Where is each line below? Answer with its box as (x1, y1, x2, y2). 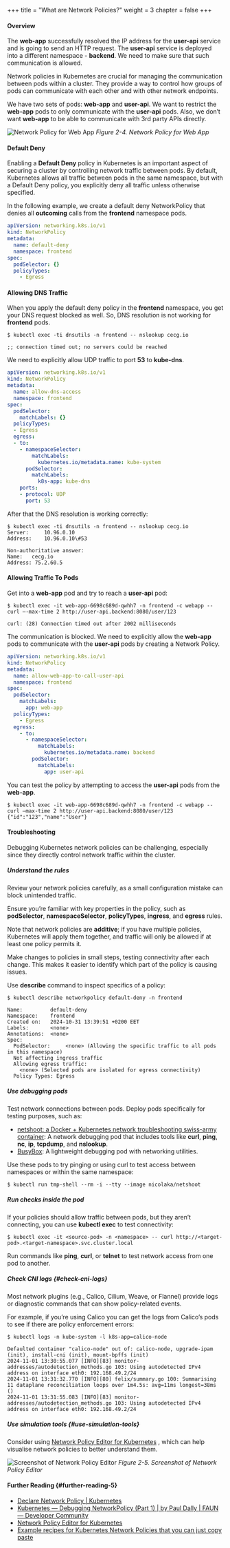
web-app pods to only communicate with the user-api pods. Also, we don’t (7, 107, 221, 116)
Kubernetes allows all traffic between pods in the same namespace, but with (7, 174, 223, 182)
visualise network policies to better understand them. (7, 1445, 158, 1453)
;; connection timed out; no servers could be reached (7, 344, 168, 351)
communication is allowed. (7, 59, 82, 67)
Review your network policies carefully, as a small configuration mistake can (7, 883, 223, 892)
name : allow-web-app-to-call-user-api (13, 672, 125, 679)
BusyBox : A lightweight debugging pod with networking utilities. (16, 1147, 198, 1155)
